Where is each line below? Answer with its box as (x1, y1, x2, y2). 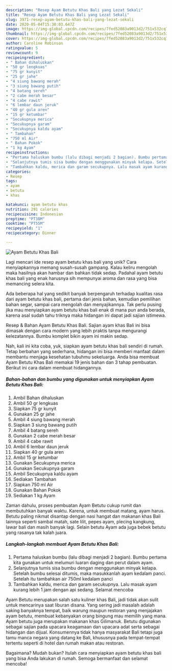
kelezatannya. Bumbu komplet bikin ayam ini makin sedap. (6, 333, 129, 339)
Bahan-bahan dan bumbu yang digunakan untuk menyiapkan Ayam (6, 376, 154, 382)
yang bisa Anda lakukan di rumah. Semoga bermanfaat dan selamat (6, 655, 148, 661)
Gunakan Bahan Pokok (13, 487, 61, 493)
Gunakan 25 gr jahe (13, 411, 55, 417)
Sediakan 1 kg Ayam (13, 492, 56, 498)
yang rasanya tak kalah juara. (6, 529, 68, 536)
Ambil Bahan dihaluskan (13, 395, 64, 401)
